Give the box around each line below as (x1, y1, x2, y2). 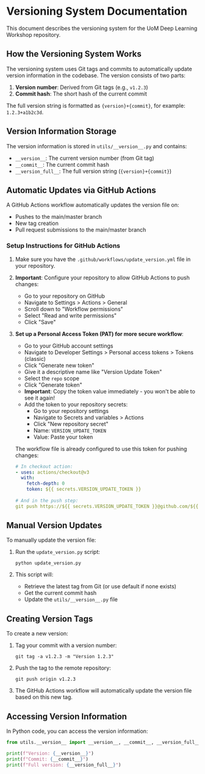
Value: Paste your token (33, 433, 93, 441)
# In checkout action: (15, 463, 73, 469)
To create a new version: (6, 630, 68, 637)
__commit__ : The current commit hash (15, 161, 110, 168)
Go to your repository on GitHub (24, 292, 105, 300)
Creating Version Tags (6, 613, 93, 624)
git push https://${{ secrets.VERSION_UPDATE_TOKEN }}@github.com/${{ (15, 503, 199, 509)
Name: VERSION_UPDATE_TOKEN (33, 427, 107, 434)
